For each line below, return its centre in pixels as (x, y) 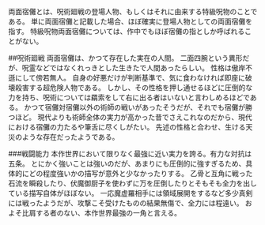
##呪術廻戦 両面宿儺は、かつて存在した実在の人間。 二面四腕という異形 (125, 58)
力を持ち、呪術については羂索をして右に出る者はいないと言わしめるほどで (129, 97)
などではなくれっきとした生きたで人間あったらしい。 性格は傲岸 (140, 68)
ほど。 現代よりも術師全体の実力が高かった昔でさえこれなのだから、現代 (133, 117)
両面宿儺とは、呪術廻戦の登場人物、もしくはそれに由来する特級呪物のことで (133, 11)
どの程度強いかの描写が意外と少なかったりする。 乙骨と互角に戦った (141, 173)
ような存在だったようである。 (70, 137)
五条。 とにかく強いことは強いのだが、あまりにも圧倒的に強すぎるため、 (127, 163)
